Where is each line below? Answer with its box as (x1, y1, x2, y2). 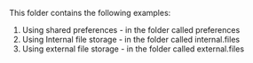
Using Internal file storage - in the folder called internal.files (21, 35, 241, 44)
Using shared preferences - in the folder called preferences (21, 25, 241, 35)
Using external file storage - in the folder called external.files (21, 43, 245, 54)
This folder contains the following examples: (9, 8, 171, 18)
